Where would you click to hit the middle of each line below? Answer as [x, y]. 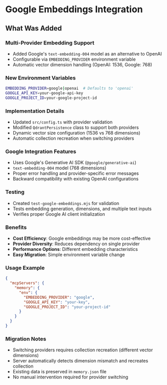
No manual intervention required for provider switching [70, 377]
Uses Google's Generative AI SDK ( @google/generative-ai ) [74, 163]
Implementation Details [35, 111]
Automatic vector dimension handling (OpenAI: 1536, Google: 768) [82, 64]
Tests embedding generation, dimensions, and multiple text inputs [82, 209]
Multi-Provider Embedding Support [50, 43]
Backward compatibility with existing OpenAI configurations [76, 179]
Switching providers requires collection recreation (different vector [83, 350]
